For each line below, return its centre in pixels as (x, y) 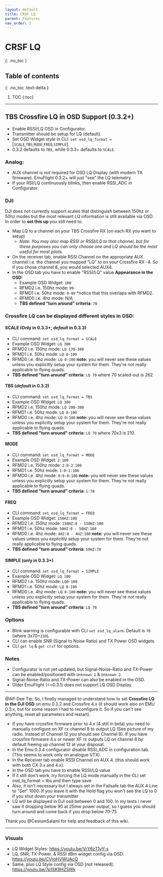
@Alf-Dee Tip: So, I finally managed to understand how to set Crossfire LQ (80, 698)
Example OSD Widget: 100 (45, 283)
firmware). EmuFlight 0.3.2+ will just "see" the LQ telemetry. (72, 178)
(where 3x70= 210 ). (31, 636)
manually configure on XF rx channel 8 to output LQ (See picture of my (83, 729)
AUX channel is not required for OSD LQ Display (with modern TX (77, 173)
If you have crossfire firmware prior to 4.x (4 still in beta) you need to (81, 724)
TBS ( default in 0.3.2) (27, 386)
